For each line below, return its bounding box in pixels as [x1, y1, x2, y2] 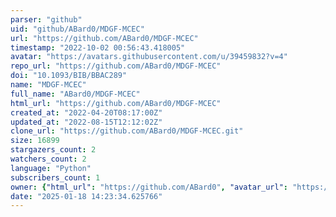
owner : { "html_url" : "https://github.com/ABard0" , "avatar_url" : [10, 182, 288, 192]
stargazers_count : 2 [10, 145, 97, 155]
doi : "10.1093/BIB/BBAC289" [10, 71, 128, 81]
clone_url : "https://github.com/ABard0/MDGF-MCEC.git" [10, 126, 244, 136]
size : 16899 [10, 136, 60, 146]
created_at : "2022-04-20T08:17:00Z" [10, 107, 163, 118]
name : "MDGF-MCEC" [10, 80, 87, 90]
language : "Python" [10, 163, 92, 173]
